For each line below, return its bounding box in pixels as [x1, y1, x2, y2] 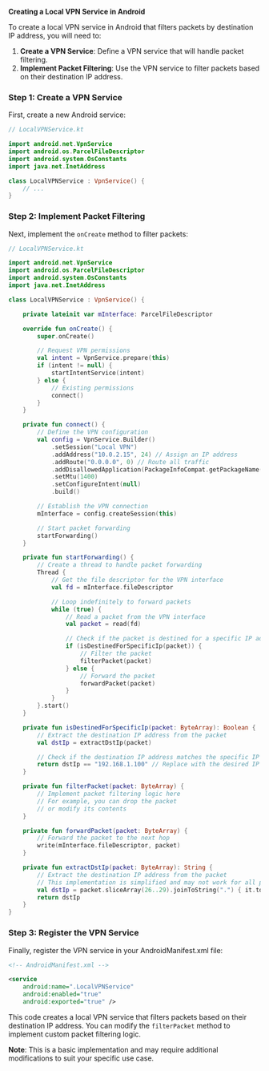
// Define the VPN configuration [37, 428, 149, 436]
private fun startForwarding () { [22, 553, 134, 562]
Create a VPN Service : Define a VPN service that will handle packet [19, 46, 244, 55]
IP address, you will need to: [8, 31, 102, 40]
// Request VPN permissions [37, 346, 130, 355]
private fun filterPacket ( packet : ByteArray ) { [22, 782, 184, 790]
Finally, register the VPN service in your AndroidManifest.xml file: [8, 945, 223, 955]
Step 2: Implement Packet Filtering [8, 211, 146, 222]
